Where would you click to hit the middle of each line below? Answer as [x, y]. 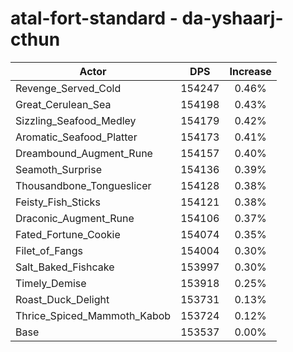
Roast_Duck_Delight [62, 299]
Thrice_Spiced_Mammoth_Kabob [93, 315]
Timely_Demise [51, 283]
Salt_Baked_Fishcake [65, 267]
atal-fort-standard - [94, 18]
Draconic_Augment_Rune [75, 218]
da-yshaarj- [232, 18]
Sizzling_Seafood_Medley [76, 120]
